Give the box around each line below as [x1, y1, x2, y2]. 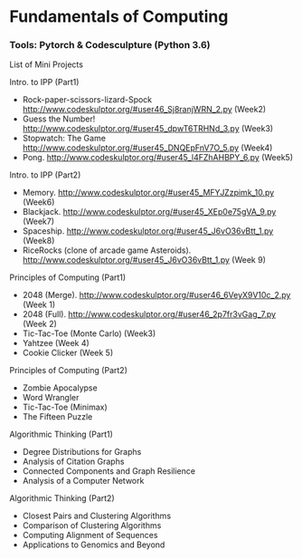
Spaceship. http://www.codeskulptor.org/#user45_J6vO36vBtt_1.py [22, 226, 274, 236]
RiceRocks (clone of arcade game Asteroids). [22, 245, 192, 255]
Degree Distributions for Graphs [22, 447, 142, 458]
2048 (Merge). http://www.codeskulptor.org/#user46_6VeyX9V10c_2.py [22, 290, 291, 301]
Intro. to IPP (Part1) [9, 77, 80, 88]
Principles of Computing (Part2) [9, 365, 128, 376]
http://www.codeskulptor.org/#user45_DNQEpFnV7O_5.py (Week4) [22, 142, 273, 153]
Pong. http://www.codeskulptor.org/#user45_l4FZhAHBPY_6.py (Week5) [22, 152, 294, 163]
